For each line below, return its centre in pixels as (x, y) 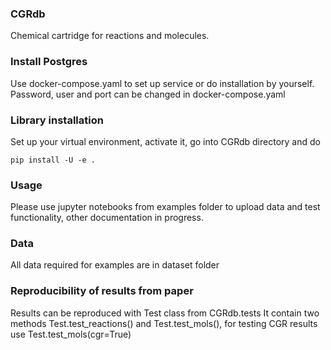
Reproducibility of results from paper (102, 291)
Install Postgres (49, 62)
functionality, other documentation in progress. (107, 218)
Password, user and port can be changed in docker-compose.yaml (148, 94)
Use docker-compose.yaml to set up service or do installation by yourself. (162, 83)
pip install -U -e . (53, 160)
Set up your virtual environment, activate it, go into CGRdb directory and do (165, 141)
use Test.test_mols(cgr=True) (71, 334)
